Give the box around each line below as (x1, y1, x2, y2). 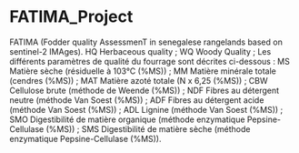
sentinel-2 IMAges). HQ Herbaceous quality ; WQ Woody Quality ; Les (9, 46, 272, 56)
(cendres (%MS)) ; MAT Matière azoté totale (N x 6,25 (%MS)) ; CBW (9, 75, 268, 86)
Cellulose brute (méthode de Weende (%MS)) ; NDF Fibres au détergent (9, 85, 280, 96)
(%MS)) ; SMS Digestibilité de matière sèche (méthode (45, 123, 251, 134)
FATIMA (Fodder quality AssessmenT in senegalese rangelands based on (9, 36, 284, 47)
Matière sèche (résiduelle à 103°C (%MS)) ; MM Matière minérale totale (9, 66, 277, 76)
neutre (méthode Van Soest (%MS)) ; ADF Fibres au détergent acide (9, 94, 264, 106)
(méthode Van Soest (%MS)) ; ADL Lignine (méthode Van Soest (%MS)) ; (9, 104, 284, 115)
